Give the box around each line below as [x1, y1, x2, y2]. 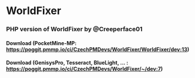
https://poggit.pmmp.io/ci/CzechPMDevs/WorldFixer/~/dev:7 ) [6, 66, 163, 73]
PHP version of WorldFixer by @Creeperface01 [6, 25, 143, 33]
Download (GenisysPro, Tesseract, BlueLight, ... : [6, 59, 129, 66]
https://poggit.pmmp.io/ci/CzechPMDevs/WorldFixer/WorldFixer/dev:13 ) [6, 46, 190, 53]
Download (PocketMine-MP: [6, 39, 77, 46]
